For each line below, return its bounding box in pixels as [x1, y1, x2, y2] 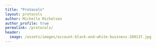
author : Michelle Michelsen [5, 16, 62, 21]
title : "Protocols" [5, 7, 45, 12]
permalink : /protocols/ [5, 25, 54, 30]
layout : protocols [5, 12, 42, 17]
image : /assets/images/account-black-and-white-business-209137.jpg [9, 35, 152, 40]
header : [5, 30, 21, 35]
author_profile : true [5, 21, 49, 26]
